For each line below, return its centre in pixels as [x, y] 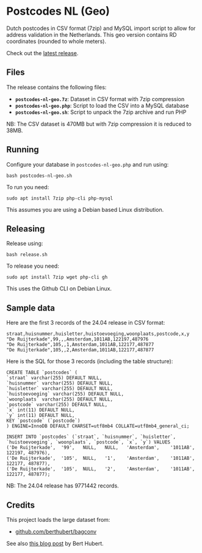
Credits [21, 505]
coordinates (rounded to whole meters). [56, 41]
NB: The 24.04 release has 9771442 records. [63, 486]
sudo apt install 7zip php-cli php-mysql [60, 198]
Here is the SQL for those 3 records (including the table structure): [90, 361]
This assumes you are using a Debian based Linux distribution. [85, 209]
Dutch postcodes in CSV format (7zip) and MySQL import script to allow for [101, 28]
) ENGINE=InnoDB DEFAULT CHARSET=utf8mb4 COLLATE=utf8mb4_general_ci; [98, 426]
